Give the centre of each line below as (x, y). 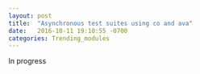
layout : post (30, 16)
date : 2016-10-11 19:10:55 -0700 (68, 31)
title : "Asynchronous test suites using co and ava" (101, 23)
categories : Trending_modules (59, 38)
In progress (27, 61)
